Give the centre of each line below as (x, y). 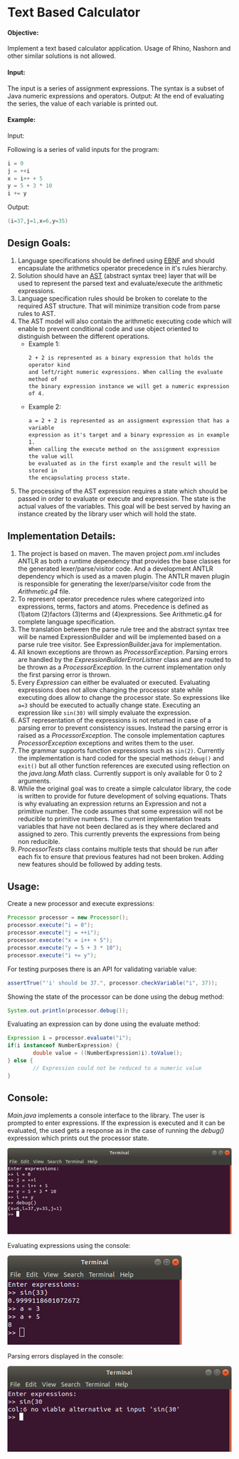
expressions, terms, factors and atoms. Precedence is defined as (113, 606)
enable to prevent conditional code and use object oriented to (108, 328)
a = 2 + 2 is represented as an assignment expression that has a (129, 421)
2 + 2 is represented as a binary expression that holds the (121, 357)
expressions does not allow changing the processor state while (110, 690)
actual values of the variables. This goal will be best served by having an (124, 506)
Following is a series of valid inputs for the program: (84, 149)
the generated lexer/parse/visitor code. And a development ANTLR (115, 569)
